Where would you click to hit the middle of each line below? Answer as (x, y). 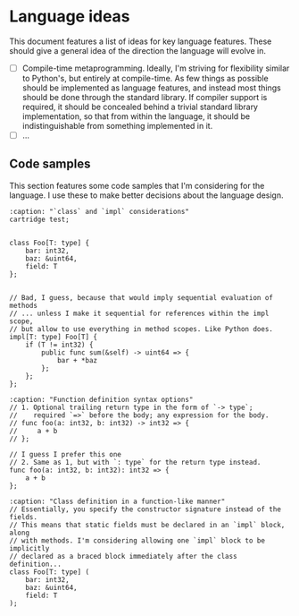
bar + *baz (77, 360)
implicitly (29, 548)
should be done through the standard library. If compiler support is (145, 97)
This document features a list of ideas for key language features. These (141, 41)
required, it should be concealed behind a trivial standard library (140, 107)
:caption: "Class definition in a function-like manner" (117, 501)
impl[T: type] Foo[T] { (54, 337)
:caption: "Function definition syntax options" (101, 399)
